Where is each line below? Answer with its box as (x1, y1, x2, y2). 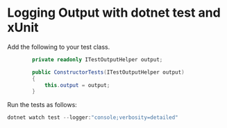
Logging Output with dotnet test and (7, 5, 221, 21)
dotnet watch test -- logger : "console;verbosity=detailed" (7, 114, 178, 121)
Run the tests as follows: (7, 101, 78, 109)
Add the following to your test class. (7, 42, 110, 51)
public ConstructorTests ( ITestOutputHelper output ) (32, 68, 185, 76)
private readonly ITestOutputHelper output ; (32, 56, 163, 63)
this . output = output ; (44, 81, 110, 88)
